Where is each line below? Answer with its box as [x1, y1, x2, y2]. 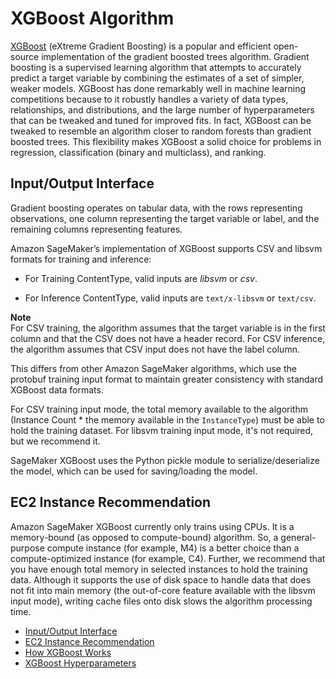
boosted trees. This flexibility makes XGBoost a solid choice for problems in [10, 135, 322, 147]
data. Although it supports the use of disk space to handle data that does [10, 573, 312, 586]
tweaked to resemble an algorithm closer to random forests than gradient [10, 125, 312, 137]
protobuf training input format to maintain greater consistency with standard [10, 373, 324, 385]
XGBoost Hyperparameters [24, 657, 137, 669]
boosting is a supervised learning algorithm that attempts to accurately [10, 61, 302, 73]
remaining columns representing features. [10, 223, 183, 235]
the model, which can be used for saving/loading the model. [10, 465, 258, 477]
